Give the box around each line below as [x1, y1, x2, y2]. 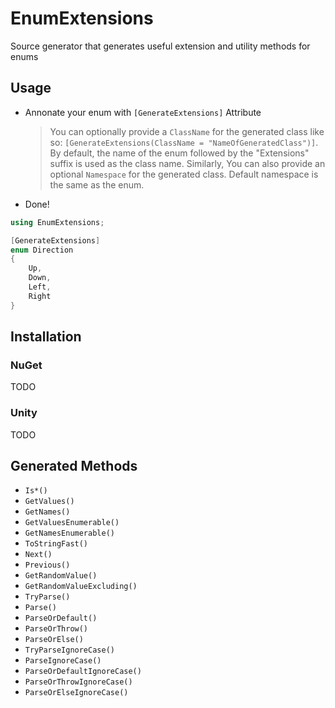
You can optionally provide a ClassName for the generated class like [49, 125, 325, 137]
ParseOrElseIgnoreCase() [24, 688, 129, 698]
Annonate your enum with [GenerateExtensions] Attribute [24, 106, 262, 118]
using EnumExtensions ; [10, 217, 105, 227]
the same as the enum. [49, 178, 145, 191]
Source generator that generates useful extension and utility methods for [10, 40, 311, 52]
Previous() [24, 560, 71, 571]
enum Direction [10, 245, 74, 255]
